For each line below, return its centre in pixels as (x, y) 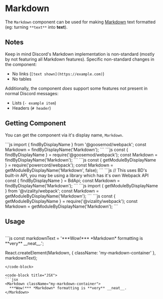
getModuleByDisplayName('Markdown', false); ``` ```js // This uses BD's (76, 170)
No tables (22, 79)
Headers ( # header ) (32, 108)
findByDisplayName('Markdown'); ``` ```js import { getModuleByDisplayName (81, 185)
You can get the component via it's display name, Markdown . (64, 135)
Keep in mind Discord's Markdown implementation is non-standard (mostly (80, 54)
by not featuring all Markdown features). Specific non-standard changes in (80, 59)
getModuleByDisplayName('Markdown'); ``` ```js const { (60, 196)
